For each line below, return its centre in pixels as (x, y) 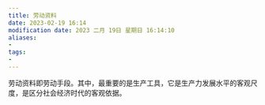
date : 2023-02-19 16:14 (47, 23)
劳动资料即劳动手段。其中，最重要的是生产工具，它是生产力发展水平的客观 (129, 83)
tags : (17, 52)
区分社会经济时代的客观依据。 (78, 92)
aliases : (23, 37)
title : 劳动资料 (32, 15)
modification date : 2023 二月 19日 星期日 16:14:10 (92, 30)
